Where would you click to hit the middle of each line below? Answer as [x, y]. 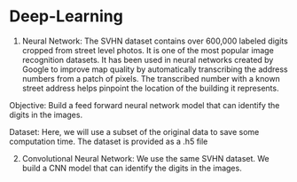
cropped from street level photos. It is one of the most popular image [148, 50]
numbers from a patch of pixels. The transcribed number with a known [151, 78]
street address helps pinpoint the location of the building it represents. [150, 88]
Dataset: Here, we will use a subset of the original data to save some [134, 131]
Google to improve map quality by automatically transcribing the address [155, 69]
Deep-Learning [66, 16]
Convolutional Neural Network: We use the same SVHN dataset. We [146, 158]
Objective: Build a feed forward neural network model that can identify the [145, 105]
